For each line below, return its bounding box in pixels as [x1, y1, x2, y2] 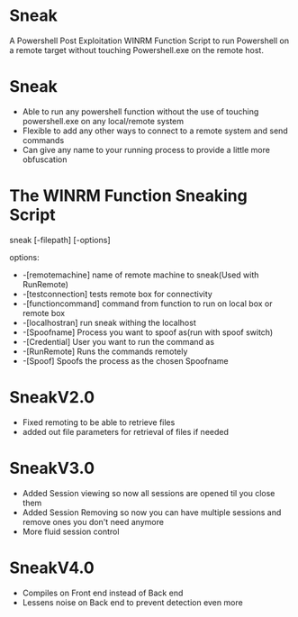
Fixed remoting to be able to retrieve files [22, 416, 176, 428]
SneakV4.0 [9, 558, 95, 577]
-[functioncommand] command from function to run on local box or [22, 298, 273, 309]
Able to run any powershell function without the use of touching [22, 105, 259, 117]
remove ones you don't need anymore [22, 516, 165, 527]
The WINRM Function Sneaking [9, 186, 248, 206]
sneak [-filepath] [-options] [9, 234, 111, 245]
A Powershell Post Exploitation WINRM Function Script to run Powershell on [9, 35, 290, 46]
